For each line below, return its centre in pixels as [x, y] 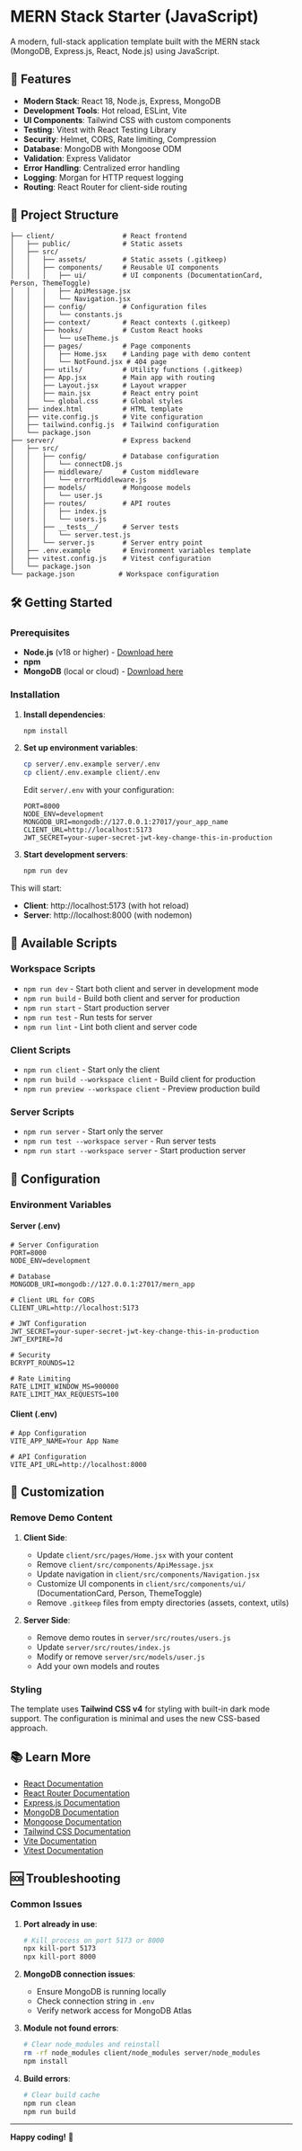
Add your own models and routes [98, 1666]
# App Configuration [49, 1434]
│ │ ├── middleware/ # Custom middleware [105, 472]
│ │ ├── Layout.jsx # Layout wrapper [99, 385]
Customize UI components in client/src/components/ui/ [141, 1583]
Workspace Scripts [53, 969]
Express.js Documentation [71, 1802]
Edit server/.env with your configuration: [99, 790]
